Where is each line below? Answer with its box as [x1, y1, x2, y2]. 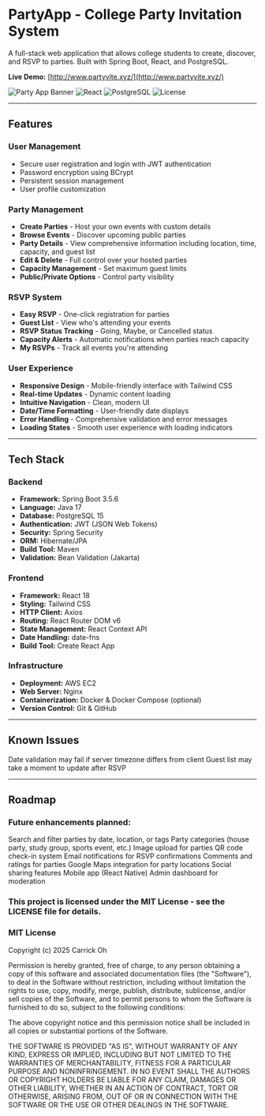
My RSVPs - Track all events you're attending [19, 343, 168, 352]
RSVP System [8, 292, 62, 303]
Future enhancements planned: [8, 817, 132, 828]
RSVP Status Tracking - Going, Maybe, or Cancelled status [19, 326, 213, 336]
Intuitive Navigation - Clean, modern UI [19, 397, 150, 407]
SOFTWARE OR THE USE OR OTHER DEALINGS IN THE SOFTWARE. [8, 1099, 230, 1109]
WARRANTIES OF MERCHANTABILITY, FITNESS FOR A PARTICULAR [8, 1058, 231, 1067]
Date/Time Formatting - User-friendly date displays [19, 406, 189, 415]
